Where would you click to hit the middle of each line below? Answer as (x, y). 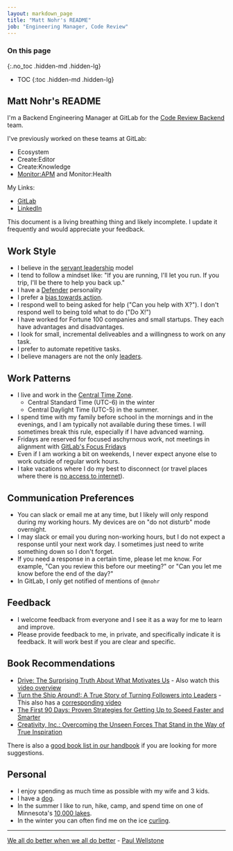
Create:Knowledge (44, 167)
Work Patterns (39, 378)
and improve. (36, 627)
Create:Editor (36, 160)
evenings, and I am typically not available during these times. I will (112, 425)
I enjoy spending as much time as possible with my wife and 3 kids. (113, 791)
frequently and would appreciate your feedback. (76, 229)
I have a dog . (36, 798)
